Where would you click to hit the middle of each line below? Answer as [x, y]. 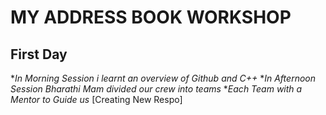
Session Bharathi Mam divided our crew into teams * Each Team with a [156, 89]
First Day [39, 54]
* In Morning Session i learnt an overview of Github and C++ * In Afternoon [163, 78]
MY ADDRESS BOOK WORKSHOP [151, 17]
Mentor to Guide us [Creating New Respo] [96, 99]
